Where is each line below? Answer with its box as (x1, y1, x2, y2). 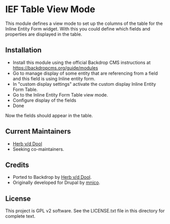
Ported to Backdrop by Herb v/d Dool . (12, 174, 92, 180)
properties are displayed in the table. (5, 31, 82, 37)
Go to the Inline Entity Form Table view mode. (12, 91, 108, 98)
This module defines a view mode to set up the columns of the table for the (5, 20, 163, 26)
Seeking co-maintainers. (12, 146, 65, 152)
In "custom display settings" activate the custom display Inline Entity (12, 81, 156, 87)
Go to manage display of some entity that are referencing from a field (12, 70, 158, 76)
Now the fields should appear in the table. (5, 112, 93, 118)
